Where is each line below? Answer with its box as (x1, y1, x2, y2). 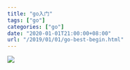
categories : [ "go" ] (7, 23, 65, 30)
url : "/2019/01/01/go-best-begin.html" (7, 36, 124, 43)
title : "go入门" (7, 10, 53, 17)
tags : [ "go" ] (7, 17, 46, 24)
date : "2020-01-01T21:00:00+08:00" (7, 29, 112, 37)
